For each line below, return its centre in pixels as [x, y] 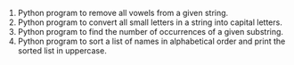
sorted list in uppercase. [62, 51]
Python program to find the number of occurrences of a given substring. [150, 32]
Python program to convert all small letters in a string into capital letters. [150, 22]
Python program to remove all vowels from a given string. [123, 13]
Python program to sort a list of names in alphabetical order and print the [151, 41]
